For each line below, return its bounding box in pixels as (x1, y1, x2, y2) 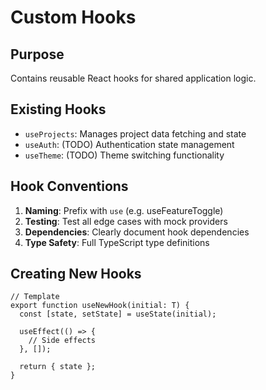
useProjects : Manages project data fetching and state (24, 127, 247, 140)
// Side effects (28, 336, 97, 346)
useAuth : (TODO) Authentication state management (24, 138, 235, 150)
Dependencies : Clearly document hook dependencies (24, 226, 250, 238)
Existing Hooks (10, 101, 107, 118)
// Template (10, 292, 60, 302)
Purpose (10, 46, 65, 63)
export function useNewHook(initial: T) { (10, 301, 190, 311)
